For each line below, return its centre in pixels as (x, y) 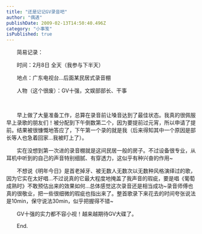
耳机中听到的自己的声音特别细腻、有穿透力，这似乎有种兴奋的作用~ (90, 158)
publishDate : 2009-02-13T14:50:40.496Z (56, 23)
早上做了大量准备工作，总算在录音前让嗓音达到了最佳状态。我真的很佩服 (106, 115)
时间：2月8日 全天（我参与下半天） (60, 65)
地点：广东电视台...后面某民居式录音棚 (64, 78)
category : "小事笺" (29, 29)
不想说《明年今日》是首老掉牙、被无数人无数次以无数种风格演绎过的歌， (106, 171)
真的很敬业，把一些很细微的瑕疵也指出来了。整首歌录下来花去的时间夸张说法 (101, 194)
